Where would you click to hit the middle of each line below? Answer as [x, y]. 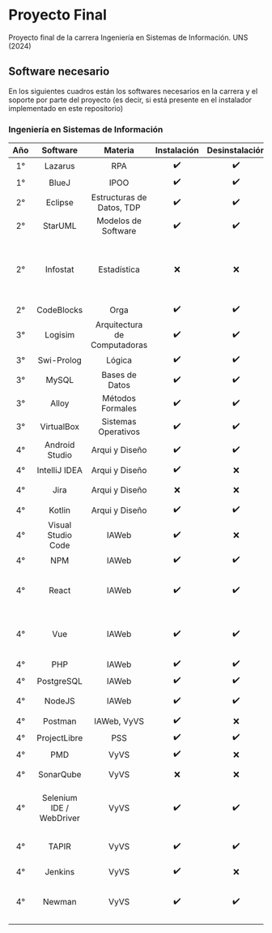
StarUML [60, 226]
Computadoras [119, 345]
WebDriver [60, 819]
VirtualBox [59, 427]
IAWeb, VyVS [119, 721]
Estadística [119, 269]
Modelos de [119, 221]
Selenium [59, 798]
